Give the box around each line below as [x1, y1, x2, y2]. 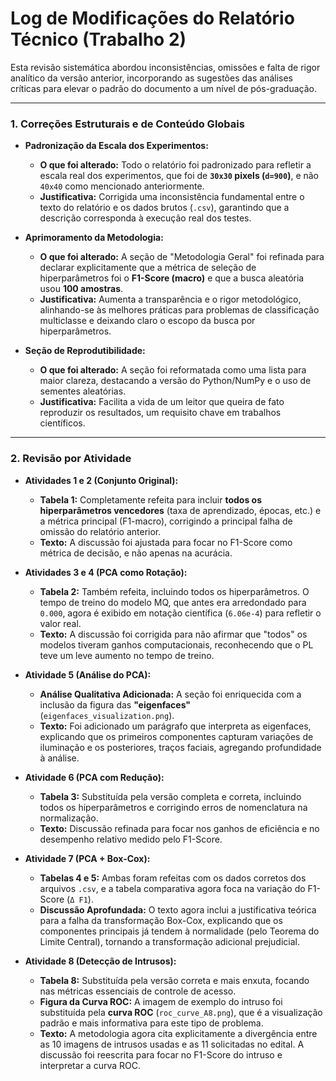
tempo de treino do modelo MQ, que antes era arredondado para [39, 596, 307, 608]
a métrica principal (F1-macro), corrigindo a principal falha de [39, 515, 293, 527]
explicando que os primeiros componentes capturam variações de [39, 730, 314, 742]
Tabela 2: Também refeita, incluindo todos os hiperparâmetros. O [39, 585, 310, 597]
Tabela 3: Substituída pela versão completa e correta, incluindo [39, 790, 302, 802]
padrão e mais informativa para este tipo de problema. [39, 1017, 264, 1029]
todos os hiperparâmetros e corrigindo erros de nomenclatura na [39, 801, 308, 813]
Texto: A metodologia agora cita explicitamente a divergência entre [39, 1027, 318, 1039]
